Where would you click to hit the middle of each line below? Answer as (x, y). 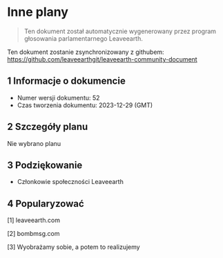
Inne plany (38, 12)
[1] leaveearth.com (34, 220)
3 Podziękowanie (45, 165)
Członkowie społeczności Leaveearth (70, 182)
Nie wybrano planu (34, 143)
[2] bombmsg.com (33, 234)
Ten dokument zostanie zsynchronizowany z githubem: (86, 52)
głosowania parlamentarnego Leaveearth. (84, 38)
